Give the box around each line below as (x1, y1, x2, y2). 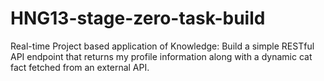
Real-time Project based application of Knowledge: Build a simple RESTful (10, 40, 315, 52)
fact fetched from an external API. (10, 61, 150, 73)
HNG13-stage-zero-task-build (10, 7, 266, 30)
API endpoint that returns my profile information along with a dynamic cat (10, 50, 313, 62)
